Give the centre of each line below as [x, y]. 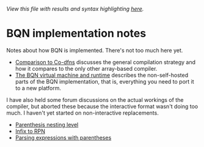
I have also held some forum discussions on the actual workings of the [95, 99]
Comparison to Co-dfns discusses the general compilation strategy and [105, 62]
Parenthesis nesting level [47, 124]
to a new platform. [38, 88]
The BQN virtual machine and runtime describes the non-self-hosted [102, 75]
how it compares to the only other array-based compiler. [86, 68]
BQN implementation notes [76, 34]
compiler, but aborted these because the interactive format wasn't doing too [102, 106]
